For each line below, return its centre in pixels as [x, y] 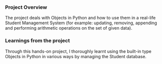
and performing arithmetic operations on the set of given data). [69, 28]
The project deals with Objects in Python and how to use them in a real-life [80, 18]
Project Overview [26, 7]
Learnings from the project [37, 41]
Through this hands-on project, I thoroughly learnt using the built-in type [78, 51]
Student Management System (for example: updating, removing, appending [81, 23]
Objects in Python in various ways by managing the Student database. [76, 56]
